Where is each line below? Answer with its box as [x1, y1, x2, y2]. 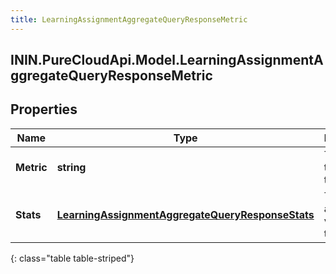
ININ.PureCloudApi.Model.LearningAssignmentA [10, 52, 324, 69]
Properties [10, 101, 78, 118]
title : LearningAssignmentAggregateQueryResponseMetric [10, 14, 248, 25]
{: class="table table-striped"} [10, 252, 135, 264]
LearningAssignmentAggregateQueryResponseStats [56, 207, 315, 221]
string [56, 160, 87, 174]
